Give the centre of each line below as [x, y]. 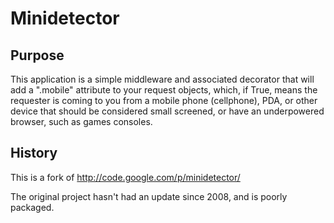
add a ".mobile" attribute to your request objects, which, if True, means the [164, 90]
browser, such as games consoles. [81, 121]
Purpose [37, 55]
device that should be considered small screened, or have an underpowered [167, 111]
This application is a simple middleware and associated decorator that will [162, 79]
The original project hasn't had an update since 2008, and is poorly [149, 196]
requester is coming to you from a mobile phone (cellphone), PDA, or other [164, 100]
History [34, 153]
